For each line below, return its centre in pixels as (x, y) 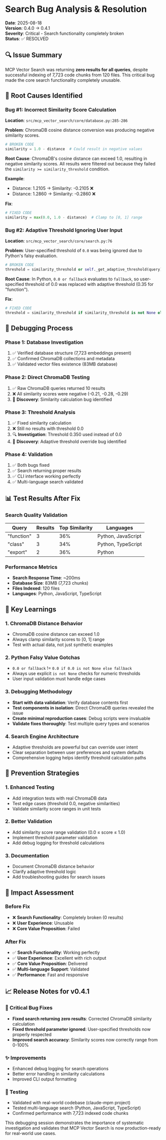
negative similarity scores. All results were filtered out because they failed (80, 164)
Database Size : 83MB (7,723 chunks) (50, 583)
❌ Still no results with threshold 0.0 (48, 429)
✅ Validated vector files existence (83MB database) (65, 364)
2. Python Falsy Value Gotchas (42, 657)
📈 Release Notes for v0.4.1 (47, 991)
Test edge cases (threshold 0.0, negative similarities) (66, 803)
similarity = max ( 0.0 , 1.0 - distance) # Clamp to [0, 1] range (74, 217)
